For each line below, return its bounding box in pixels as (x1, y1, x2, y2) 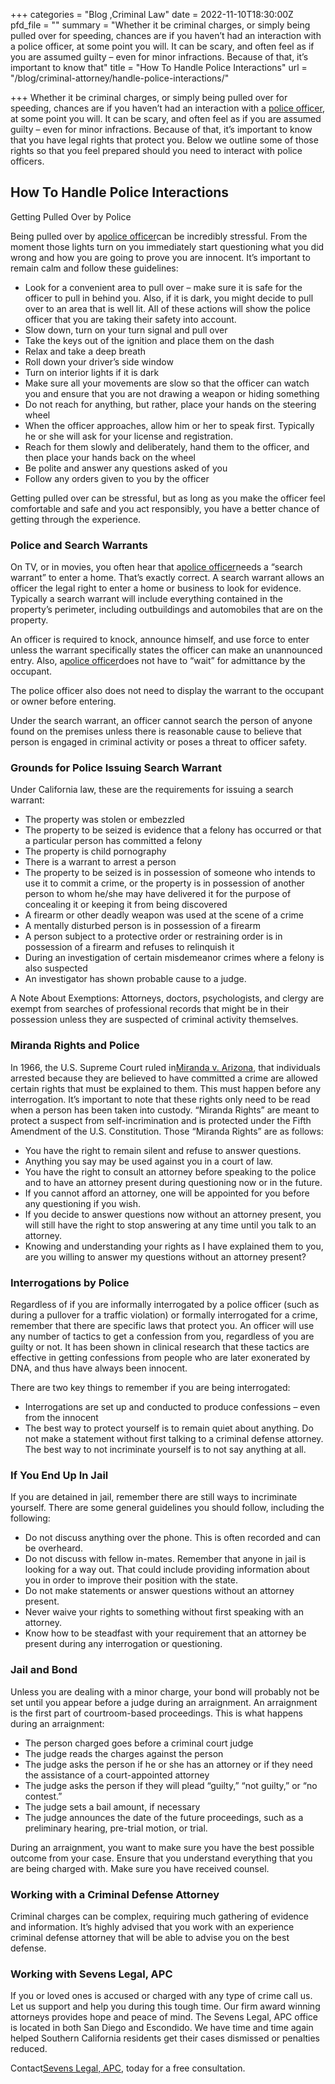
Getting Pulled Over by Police (10, 210, 132, 223)
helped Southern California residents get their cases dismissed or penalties (10, 2032, 320, 2044)
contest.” (24, 1790, 63, 1802)
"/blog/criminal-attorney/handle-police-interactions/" (10, 72, 230, 84)
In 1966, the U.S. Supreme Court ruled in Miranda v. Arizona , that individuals (10, 1061, 321, 1073)
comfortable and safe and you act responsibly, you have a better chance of (10, 502, 320, 514)
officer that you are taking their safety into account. (24, 313, 237, 325)
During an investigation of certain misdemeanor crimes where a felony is (24, 952, 325, 964)
